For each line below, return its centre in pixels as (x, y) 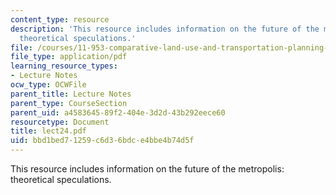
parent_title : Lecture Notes (71, 94)
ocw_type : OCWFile (48, 85)
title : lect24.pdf (48, 131)
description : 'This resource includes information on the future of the (165, 29)
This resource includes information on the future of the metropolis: (147, 169)
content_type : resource (60, 19)
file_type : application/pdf (69, 57)
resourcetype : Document (60, 122)
